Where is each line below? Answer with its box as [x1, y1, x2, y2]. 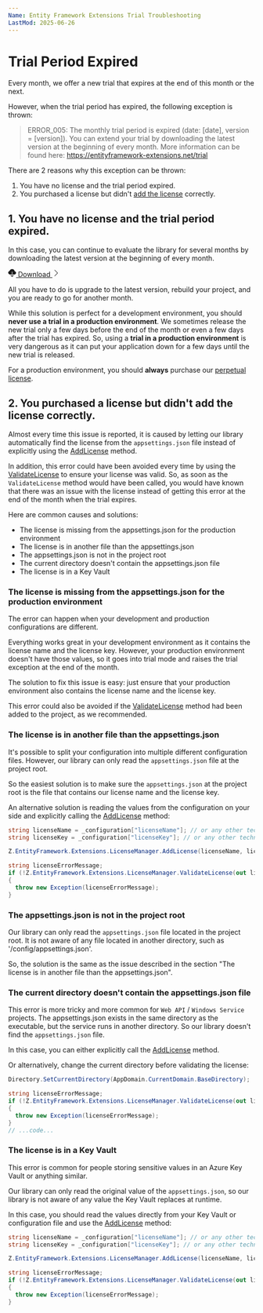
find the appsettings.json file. [8, 1030, 105, 1040]
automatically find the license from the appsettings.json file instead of [8, 438, 236, 447]
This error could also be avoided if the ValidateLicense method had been [8, 702, 243, 711]
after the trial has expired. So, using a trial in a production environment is [8, 334, 247, 343]
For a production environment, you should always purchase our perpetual [8, 366, 247, 375]
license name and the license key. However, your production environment [8, 646, 245, 655]
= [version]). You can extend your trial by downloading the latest [27, 134, 236, 144]
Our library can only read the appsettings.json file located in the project [8, 927, 241, 936]
